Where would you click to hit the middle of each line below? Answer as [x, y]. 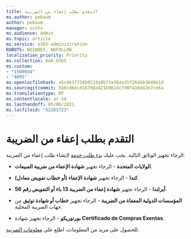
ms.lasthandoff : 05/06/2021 [40, 104]
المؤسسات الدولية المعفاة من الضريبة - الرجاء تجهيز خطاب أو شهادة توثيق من [98, 201]
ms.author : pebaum [28, 17]
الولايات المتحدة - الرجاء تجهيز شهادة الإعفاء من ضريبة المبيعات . [83, 166]
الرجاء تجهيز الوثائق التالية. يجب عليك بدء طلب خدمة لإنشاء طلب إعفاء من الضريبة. [96, 155]
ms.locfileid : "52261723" [37, 110]
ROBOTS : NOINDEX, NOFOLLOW [39, 50]
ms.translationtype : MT [35, 93]
